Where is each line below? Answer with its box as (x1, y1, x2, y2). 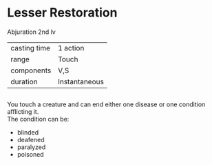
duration (10, 77, 38, 86)
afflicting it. (7, 108, 39, 116)
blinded (17, 128, 39, 137)
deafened (17, 136, 45, 144)
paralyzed (17, 143, 46, 151)
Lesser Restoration (7, 5, 118, 21)
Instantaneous (57, 77, 105, 86)
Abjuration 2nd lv (7, 28, 56, 36)
